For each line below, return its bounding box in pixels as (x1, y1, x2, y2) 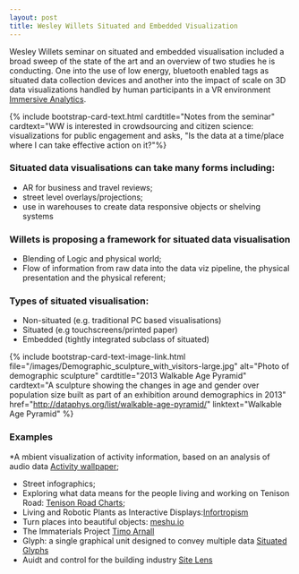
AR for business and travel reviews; (21, 182, 153, 193)
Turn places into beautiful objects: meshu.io (21, 516, 184, 527)
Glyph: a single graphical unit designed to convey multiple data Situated (21, 535, 287, 546)
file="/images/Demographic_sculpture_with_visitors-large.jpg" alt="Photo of (9, 361, 289, 372)
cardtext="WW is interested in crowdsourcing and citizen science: (9, 120, 254, 131)
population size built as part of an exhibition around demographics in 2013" (9, 390, 286, 400)
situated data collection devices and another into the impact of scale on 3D (9, 74, 286, 85)
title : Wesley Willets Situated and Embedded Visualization (9, 21, 239, 30)
